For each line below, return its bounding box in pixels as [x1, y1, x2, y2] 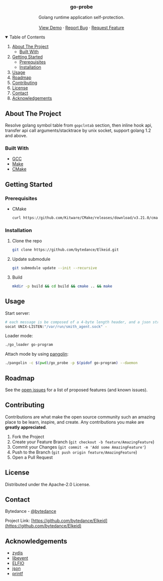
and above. [5, 133, 28, 139]
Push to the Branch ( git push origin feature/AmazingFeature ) [12, 449, 137, 455]
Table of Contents [9, 34, 45, 40]
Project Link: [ [5, 518, 33, 524]
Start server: [5, 310, 30, 316]
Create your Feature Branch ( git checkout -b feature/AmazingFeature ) [12, 439, 155, 445]
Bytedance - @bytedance [5, 508, 57, 514]
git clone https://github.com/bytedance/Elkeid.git [12, 247, 119, 253]
